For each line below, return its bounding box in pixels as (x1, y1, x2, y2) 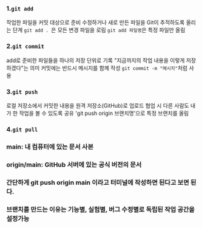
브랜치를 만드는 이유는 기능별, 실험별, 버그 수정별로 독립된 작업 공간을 (6, 205, 195, 213)
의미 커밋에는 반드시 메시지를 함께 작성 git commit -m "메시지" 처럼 (29, 64, 188, 71)
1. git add (6, 4, 34, 13)
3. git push (6, 87, 38, 95)
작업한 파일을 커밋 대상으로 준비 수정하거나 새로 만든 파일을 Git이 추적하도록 (6, 19, 185, 26)
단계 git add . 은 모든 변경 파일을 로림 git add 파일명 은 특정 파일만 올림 (12, 26, 186, 34)
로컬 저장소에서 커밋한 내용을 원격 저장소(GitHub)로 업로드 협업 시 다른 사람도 (6, 102, 189, 109)
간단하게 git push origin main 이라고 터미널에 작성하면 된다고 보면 (6, 178, 189, 187)
